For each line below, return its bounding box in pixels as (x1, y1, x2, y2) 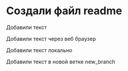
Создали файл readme (6, 4, 123, 18)
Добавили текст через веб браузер (6, 35, 96, 42)
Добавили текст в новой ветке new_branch (6, 58, 115, 65)
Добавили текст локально (6, 46, 73, 54)
